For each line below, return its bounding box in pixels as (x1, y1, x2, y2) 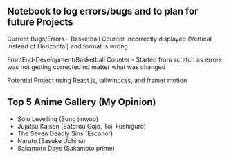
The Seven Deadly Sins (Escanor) (17, 129, 113, 138)
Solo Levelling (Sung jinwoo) (17, 114, 99, 123)
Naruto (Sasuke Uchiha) (17, 136, 86, 144)
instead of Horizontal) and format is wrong (7, 41, 128, 50)
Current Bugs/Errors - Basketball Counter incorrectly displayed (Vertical (7, 35, 212, 43)
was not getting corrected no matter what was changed (7, 62, 166, 71)
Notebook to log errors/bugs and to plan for (7, 6, 199, 17)
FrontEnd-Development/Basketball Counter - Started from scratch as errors (7, 55, 223, 64)
